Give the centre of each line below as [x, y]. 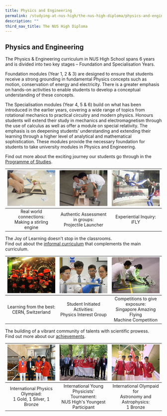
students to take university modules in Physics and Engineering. [71, 147]
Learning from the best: [31, 307]
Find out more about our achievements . [45, 336]
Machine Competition [136, 320]
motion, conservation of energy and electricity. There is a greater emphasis [82, 84]
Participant [83, 407]
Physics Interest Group [83, 315]
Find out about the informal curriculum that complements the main [73, 244]
